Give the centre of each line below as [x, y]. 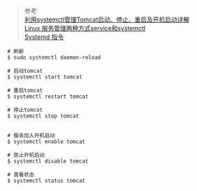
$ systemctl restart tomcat [48, 97]
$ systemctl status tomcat [46, 181]
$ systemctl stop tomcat [43, 116]
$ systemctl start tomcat [45, 77]
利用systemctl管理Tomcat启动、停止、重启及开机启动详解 [107, 19]
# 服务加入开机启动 [31, 135]
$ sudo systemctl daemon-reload [54, 58]
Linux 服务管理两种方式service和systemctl [85, 28]
